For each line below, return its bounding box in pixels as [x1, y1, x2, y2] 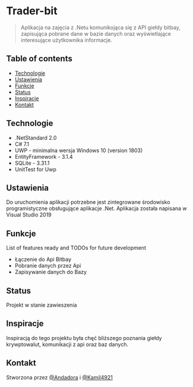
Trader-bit [6, 4, 58, 18]
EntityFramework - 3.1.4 [14, 153, 73, 160]
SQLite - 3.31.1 [14, 159, 50, 166]
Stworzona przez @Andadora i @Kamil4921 [6, 373, 113, 381]
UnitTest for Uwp [14, 165, 56, 173]
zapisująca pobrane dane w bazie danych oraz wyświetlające [20, 30, 171, 37]
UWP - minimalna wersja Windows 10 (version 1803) [14, 147, 143, 154]
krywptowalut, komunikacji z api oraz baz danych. [6, 341, 129, 348]
